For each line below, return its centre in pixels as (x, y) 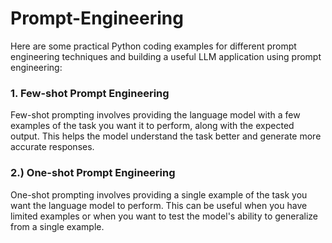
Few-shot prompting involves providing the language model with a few (155, 115)
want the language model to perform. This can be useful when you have (159, 205)
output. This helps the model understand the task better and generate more (166, 136)
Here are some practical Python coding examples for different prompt (153, 46)
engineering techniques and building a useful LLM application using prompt (166, 56)
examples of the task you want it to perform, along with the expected (152, 126)
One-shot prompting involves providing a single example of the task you (159, 194)
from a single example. (57, 226)
